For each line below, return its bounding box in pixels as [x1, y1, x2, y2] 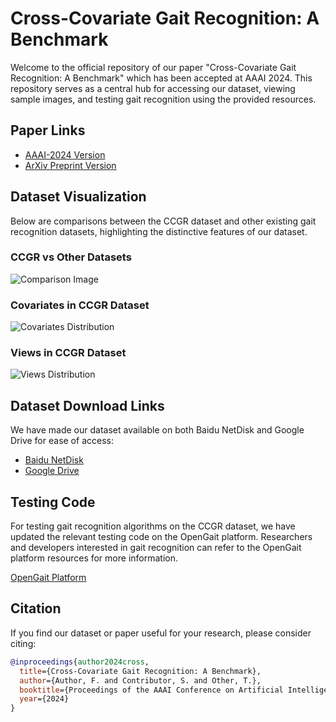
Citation [10, 600, 62, 617]
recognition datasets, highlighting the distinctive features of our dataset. [10, 225, 308, 237]
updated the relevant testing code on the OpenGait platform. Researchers [10, 531, 313, 543]
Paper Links [10, 122, 86, 139]
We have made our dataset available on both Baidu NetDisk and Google [10, 424, 305, 436]
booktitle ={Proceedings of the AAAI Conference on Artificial [19, 685, 284, 695]
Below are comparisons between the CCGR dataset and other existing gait [10, 215, 317, 227]
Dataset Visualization [10, 188, 147, 206]
